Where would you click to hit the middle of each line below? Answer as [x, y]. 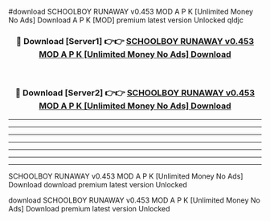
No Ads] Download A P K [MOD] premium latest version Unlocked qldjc [126, 20]
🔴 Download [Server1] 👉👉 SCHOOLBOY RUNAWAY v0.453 [135, 41]
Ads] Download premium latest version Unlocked [89, 208]
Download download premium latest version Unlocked [98, 184]
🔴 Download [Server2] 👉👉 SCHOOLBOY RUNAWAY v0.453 [135, 93]
